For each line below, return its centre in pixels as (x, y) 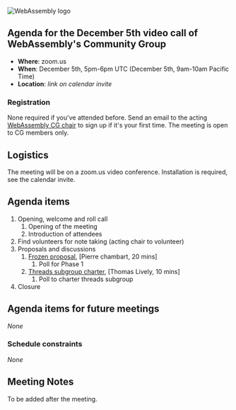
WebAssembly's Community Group (87, 44)
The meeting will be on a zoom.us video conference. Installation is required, (118, 172)
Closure (29, 286)
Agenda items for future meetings (83, 309)
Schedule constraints (45, 344)
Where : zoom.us (42, 61)
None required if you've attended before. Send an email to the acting (107, 118)
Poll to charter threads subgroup (86, 279)
